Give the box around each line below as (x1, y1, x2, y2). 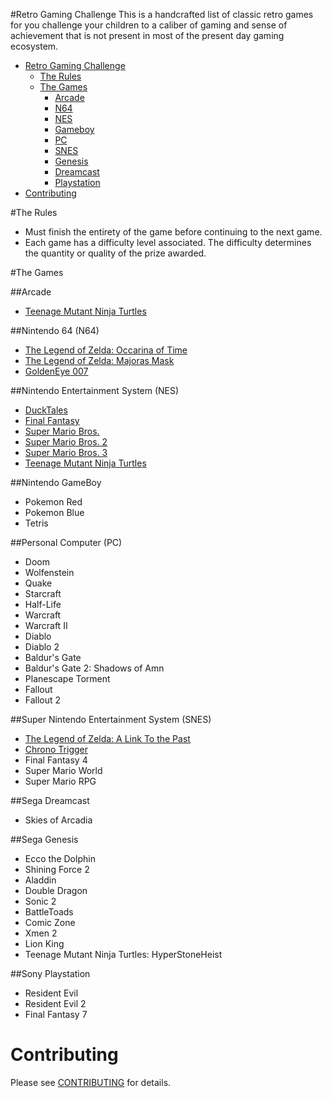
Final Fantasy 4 (24, 754, 88, 766)
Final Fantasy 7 (24, 1009, 88, 1020)
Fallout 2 (24, 694, 62, 706)
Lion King (24, 938, 65, 949)
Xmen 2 (24, 927, 58, 939)
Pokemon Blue (24, 507, 85, 518)
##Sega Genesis (10, 834, 79, 845)
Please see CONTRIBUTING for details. (10, 1076, 172, 1088)
